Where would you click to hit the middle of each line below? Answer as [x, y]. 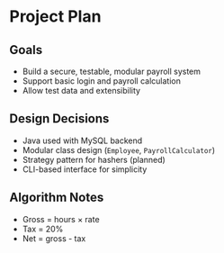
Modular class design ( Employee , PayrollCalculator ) [119, 149]
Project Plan [55, 17]
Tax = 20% [43, 229]
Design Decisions [59, 119]
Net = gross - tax [54, 238]
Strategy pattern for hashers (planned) [94, 159]
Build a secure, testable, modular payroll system [111, 71]
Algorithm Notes [57, 198]
